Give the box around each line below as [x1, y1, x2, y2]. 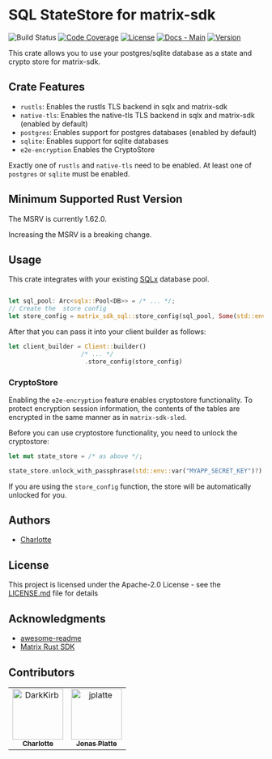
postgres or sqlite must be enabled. [8, 168, 130, 179]
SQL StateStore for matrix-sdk [8, 6, 216, 24]
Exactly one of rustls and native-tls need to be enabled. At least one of [8, 160, 253, 170]
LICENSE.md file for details [8, 588, 99, 598]
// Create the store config [8, 305, 107, 313]
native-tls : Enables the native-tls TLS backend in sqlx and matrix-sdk [19, 110, 255, 120]
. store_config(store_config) [84, 358, 183, 366]
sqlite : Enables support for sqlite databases [19, 136, 169, 146]
